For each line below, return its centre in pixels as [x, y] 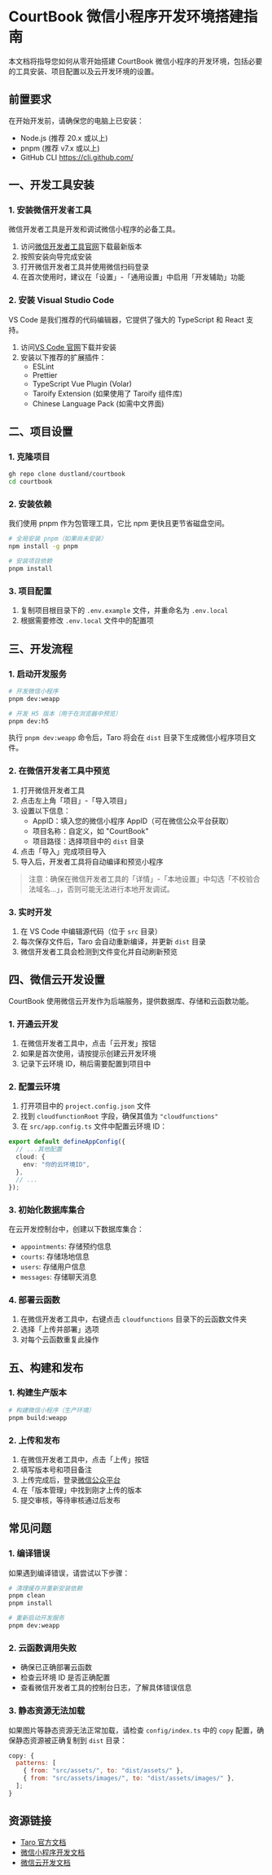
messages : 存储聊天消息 [59, 1277]
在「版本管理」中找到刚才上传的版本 [81, 1490]
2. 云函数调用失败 [43, 1648]
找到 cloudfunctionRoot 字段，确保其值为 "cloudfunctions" [119, 1116]
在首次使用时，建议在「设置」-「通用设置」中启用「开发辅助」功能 [133, 277]
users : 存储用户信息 [53, 1266]
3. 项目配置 [30, 591]
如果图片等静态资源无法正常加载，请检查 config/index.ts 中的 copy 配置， [133, 1730]
